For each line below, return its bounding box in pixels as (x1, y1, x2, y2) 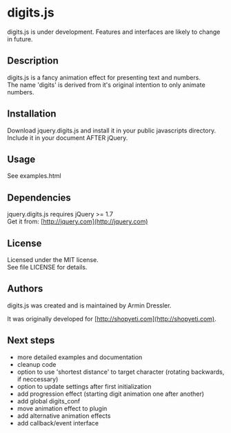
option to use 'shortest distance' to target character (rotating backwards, (17, 367, 225, 376)
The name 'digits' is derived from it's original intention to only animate (7, 81, 205, 89)
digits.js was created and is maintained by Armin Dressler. (7, 301, 172, 310)
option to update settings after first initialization (17, 382, 152, 390)
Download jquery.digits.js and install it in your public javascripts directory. (7, 126, 217, 134)
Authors (7, 283, 43, 294)
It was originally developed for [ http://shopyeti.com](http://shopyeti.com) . (7, 314, 217, 323)
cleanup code (17, 360, 57, 368)
